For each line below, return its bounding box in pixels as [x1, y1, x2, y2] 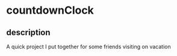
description [6, 27, 51, 38]
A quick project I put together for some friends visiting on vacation [6, 43, 171, 50]
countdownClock [6, 4, 95, 17]
